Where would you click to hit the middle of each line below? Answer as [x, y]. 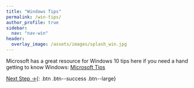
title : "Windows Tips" [34, 11]
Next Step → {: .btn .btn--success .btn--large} [61, 78]
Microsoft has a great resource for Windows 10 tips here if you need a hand [97, 61]
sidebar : [17, 28]
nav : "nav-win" [30, 33]
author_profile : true [33, 22]
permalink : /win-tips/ [34, 17]
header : [16, 39]
